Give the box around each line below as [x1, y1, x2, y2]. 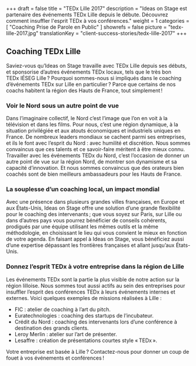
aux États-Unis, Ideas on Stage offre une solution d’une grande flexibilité [6, 204, 181, 212]
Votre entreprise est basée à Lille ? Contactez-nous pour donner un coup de [6, 348, 190, 355]
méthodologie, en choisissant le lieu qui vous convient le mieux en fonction [6, 229, 187, 236]
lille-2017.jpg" [6, 30, 39, 37]
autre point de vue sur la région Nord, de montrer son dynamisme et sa [6, 158, 177, 165]
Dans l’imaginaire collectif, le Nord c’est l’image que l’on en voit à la [6, 115, 168, 122]
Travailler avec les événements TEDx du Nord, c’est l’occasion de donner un [6, 152, 190, 159]
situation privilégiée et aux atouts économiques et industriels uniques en [6, 127, 181, 134]
